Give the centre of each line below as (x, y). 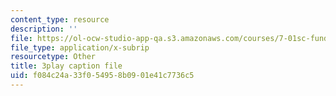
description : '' (44, 29)
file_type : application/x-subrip (80, 47)
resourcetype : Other (53, 57)
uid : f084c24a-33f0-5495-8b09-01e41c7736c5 (102, 76)
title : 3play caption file (66, 66)
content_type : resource (60, 19)
